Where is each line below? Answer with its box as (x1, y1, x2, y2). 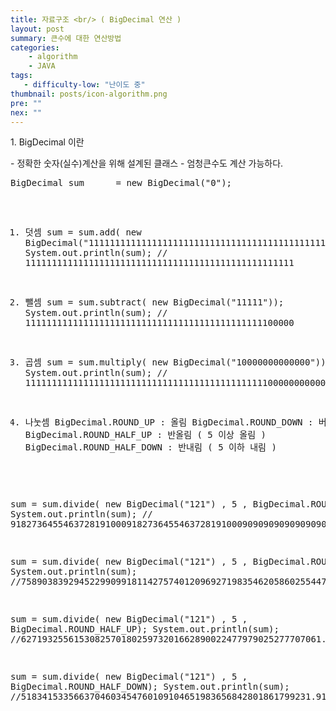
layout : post (10, 24, 65, 34)
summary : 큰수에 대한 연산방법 (10, 33, 122, 43)
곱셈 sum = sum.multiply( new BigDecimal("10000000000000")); (24, 357, 332, 368)
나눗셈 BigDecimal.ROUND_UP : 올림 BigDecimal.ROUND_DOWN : (24, 417, 314, 428)
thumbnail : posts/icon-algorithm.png (10, 89, 168, 99)
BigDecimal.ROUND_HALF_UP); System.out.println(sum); (10, 624, 280, 635)
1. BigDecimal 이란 (10, 136, 85, 148)
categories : (10, 42, 60, 53)
